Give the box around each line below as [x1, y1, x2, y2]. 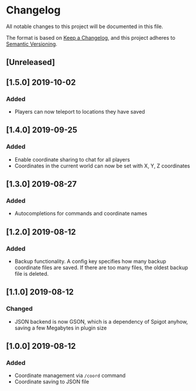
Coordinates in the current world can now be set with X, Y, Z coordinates [14, 162, 190, 169]
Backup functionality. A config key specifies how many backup [14, 258, 167, 265]
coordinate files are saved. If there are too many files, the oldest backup [14, 264, 188, 271]
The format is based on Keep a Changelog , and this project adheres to [6, 34, 176, 41]
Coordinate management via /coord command [14, 372, 126, 379]
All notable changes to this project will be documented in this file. [6, 23, 164, 30]
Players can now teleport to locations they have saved [14, 108, 145, 115]
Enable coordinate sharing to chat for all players [14, 156, 130, 163]
